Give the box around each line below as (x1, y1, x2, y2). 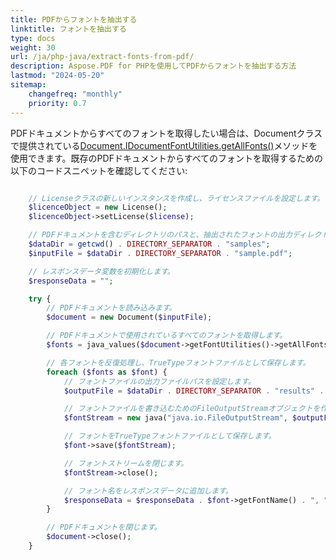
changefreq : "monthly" (28, 89, 123, 99)
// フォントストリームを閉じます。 (63, 458, 189, 468)
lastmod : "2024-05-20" (10, 71, 105, 81)
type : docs (10, 33, 56, 43)
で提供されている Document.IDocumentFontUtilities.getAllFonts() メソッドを (10, 139, 318, 151)
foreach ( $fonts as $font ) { (46, 367, 168, 377)
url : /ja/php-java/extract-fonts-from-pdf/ (10, 52, 195, 62)
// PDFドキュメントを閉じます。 (46, 522, 162, 533)
